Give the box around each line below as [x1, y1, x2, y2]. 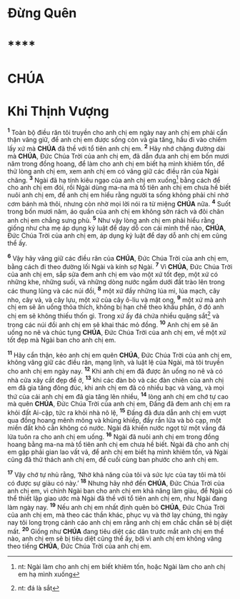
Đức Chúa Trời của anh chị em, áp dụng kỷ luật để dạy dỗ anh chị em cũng [7, 231, 227, 240]
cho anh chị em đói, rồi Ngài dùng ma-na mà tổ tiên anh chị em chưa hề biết [7, 183, 231, 192]
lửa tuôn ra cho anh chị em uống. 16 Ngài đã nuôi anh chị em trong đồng [7, 431, 219, 441]
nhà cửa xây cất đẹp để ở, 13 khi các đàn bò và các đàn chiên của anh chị [7, 375, 224, 384]
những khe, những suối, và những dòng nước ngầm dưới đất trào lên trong [7, 278, 225, 286]
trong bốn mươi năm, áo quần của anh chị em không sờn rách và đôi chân [7, 207, 224, 216]
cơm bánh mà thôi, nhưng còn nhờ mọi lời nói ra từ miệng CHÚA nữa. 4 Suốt [7, 198, 231, 208]
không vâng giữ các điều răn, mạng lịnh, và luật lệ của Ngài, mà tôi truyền [7, 358, 224, 367]
